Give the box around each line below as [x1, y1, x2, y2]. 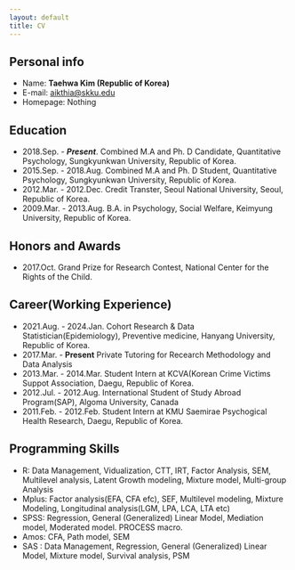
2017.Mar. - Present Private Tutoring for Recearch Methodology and [21, 349, 271, 360]
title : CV [9, 21, 46, 30]
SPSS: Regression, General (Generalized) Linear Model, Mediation [21, 512, 264, 523]
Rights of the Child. [21, 271, 93, 281]
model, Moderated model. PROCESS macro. [21, 522, 184, 533]
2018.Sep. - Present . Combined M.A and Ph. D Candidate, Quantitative [21, 146, 282, 157]
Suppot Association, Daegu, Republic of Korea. [21, 378, 194, 388]
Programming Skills [9, 442, 120, 457]
